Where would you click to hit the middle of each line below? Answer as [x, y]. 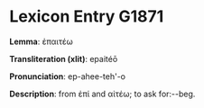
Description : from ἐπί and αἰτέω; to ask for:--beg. [102, 94]
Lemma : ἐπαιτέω [42, 41]
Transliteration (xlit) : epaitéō [64, 58]
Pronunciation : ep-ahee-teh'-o [68, 76]
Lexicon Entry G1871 [87, 17]
